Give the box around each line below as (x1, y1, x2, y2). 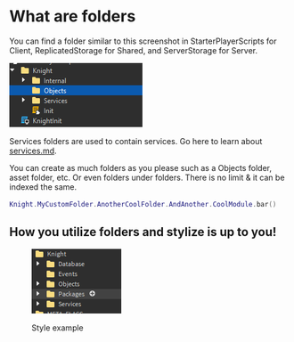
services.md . (9, 145, 57, 156)
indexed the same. (9, 181, 78, 192)
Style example (31, 322, 85, 333)
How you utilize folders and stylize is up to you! (9, 224, 277, 240)
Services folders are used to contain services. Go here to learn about (9, 135, 263, 146)
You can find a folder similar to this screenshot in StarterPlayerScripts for (9, 36, 277, 46)
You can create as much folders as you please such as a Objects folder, (9, 162, 273, 173)
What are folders (9, 6, 136, 27)
